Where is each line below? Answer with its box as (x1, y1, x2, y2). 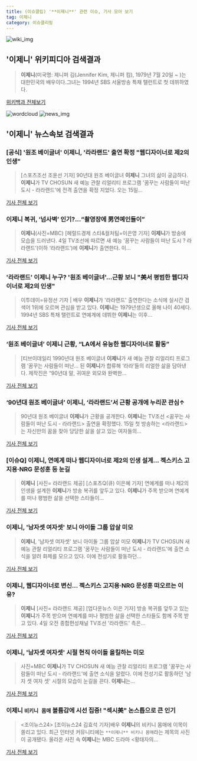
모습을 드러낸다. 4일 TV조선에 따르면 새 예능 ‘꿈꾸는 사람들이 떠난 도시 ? (20, 237, 186, 244)
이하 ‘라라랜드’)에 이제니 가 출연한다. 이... (38, 245, 131, 252)
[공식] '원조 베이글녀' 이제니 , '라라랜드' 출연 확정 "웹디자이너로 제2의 (6, 148, 190, 157)
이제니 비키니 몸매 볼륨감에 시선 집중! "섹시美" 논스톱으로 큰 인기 (6, 707, 176, 715)
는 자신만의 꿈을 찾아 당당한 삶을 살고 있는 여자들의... (20, 428, 142, 435)
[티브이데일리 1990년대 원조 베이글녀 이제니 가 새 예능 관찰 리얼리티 (20, 355, 175, 362)
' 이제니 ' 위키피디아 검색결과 (6, 54, 101, 64)
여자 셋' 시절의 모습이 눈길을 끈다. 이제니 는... (33, 678, 136, 685)
